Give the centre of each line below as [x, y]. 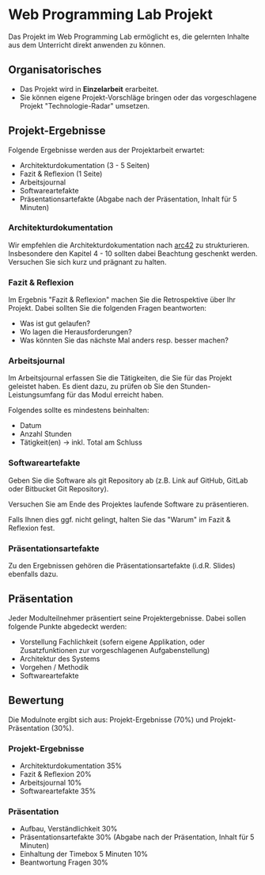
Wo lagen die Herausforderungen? [76, 332]
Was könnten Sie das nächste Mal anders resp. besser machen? [124, 340]
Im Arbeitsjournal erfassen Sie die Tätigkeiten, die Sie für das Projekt [120, 378]
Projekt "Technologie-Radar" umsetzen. [85, 105]
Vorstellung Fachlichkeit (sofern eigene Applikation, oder [112, 642]
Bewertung [36, 700]
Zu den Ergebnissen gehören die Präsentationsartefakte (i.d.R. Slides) [122, 566]
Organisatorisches [55, 70]
